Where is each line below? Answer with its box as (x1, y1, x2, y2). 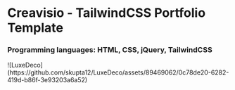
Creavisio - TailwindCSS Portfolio (7, 5, 206, 21)
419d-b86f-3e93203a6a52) (7, 76, 88, 84)
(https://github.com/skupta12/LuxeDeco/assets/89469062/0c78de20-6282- (7, 68, 229, 77)
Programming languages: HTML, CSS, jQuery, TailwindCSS (7, 45, 212, 55)
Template (7, 20, 63, 36)
